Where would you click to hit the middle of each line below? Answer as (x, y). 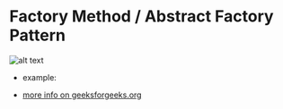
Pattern (37, 35)
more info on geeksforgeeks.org (82, 95)
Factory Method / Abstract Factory (141, 17)
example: (39, 77)
